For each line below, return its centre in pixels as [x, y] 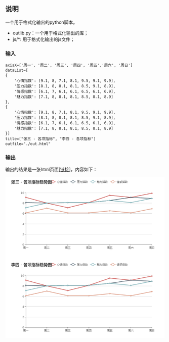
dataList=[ [17, 70]
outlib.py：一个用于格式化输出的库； [50, 33]
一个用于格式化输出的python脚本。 [41, 22]
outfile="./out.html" [28, 144]
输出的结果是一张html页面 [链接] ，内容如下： [51, 169]
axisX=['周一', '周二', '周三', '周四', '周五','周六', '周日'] [69, 65]
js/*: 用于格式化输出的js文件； [44, 39]
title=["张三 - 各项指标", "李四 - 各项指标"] [51, 139]
